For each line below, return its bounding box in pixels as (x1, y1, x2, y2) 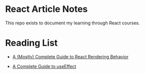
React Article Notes (5, 3, 88, 15)
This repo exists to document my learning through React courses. (5, 20, 140, 26)
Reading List (5, 37, 58, 49)
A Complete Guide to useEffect (12, 63, 76, 69)
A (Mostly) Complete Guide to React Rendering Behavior (12, 54, 129, 60)
